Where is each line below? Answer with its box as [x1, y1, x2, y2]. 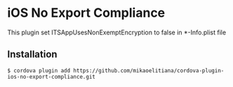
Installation [7, 48, 58, 60]
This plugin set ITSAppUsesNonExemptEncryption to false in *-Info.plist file [7, 28, 227, 36]
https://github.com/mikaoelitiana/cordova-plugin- [73, 67, 225, 74]
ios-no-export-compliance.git [7, 73, 96, 80]
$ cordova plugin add [7, 67, 71, 74]
